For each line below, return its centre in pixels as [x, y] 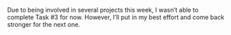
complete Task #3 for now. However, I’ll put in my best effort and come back [116, 17]
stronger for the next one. [44, 24]
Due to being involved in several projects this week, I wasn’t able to [103, 10]
